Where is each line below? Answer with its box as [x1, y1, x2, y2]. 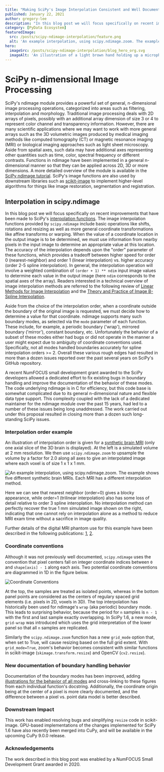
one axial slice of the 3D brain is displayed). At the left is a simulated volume [5, 445, 158, 451]
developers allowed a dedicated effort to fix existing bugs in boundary [5, 375, 146, 381]
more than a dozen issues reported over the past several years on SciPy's [5, 355, 154, 361]
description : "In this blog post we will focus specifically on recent [5, 21, 154, 26]
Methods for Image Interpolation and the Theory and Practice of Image [5, 288, 147, 294]
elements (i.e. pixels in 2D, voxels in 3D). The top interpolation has [5, 598, 138, 604]
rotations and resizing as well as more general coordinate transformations [5, 226, 153, 232]
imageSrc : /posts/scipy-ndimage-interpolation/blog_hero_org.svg [9, 48, 145, 53]
